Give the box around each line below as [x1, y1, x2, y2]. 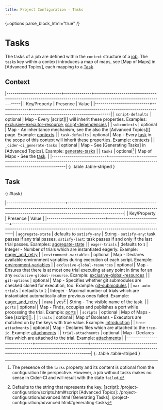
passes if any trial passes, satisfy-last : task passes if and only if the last [5, 236, 152, 242]
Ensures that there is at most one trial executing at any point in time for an [5, 267, 153, 273]
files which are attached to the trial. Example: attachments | [5, 335, 124, 341]
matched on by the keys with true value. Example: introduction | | [5, 319, 135, 325]
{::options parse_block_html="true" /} [5, 20, 80, 26]
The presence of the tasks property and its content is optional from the [12, 364, 154, 370]
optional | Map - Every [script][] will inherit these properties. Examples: [5, 116, 147, 122]
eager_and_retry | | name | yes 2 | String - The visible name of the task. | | [5, 298, 149, 305]
